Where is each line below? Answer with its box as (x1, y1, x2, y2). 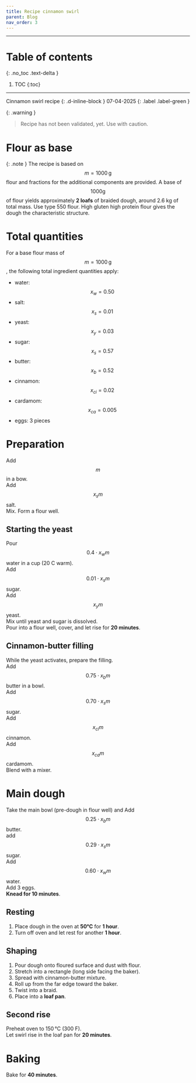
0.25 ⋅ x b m (85, 815, 111, 824)
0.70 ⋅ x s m (85, 698, 111, 706)
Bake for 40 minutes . (6, 1071, 58, 1078)
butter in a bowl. (6, 682, 45, 689)
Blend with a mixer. (6, 766, 52, 774)
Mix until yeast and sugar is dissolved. (6, 618, 98, 625)
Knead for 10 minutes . (6, 890, 61, 897)
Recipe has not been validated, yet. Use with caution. (20, 121, 149, 128)
